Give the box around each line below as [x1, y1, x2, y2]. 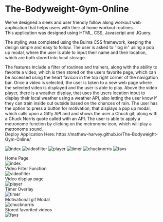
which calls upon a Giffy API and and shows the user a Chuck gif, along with [5, 110, 158, 116]
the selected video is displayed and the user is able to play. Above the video [5, 85, 157, 90]
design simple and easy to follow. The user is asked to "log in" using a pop [5, 44, 155, 50]
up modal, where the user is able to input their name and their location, [5, 50, 147, 55]
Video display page [5, 176, 44, 182]
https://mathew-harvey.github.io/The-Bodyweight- [56, 131, 158, 137]
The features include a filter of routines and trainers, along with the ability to [5, 64, 158, 70]
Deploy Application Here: [5, 131, 55, 137]
